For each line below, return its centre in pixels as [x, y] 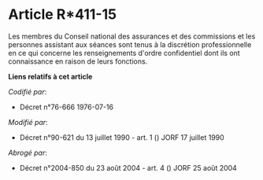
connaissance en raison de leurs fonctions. [78, 61]
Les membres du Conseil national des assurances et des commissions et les [132, 36]
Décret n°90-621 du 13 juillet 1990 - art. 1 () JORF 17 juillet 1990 [122, 137]
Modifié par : [28, 122]
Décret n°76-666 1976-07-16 [67, 107]
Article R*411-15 [62, 15]
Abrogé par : [28, 152]
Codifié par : [28, 91]
